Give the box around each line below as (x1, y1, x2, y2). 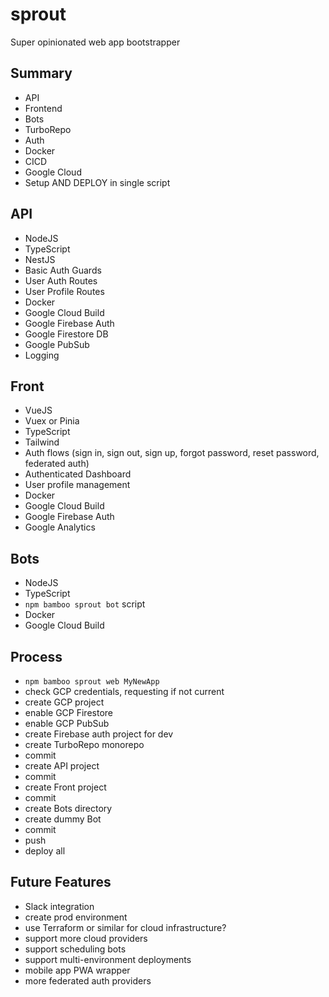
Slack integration (24, 900, 95, 912)
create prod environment (24, 911, 128, 923)
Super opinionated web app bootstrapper (10, 36, 181, 48)
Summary (10, 65, 73, 82)
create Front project (24, 781, 107, 793)
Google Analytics (24, 521, 96, 533)
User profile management (24, 479, 131, 491)
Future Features (10, 874, 112, 891)
